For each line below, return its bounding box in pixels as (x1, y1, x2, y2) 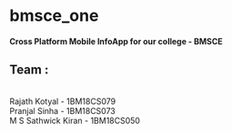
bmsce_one (9, 5, 99, 26)
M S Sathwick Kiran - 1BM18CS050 (9, 115, 141, 126)
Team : (9, 62, 49, 78)
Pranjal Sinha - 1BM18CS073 (9, 105, 116, 116)
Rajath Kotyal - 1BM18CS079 (9, 96, 116, 107)
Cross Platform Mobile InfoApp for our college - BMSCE (9, 35, 223, 46)
